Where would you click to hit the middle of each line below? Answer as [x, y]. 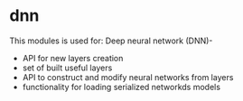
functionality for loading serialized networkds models [121, 87]
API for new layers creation [73, 58]
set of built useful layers [67, 68]
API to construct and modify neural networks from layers [128, 77]
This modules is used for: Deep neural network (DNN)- [111, 41]
